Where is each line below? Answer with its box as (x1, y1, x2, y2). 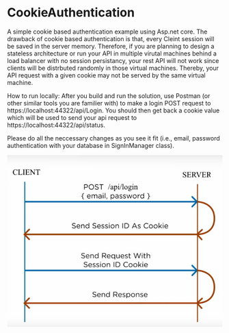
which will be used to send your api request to (7, 113, 137, 121)
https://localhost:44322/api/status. (7, 121, 106, 129)
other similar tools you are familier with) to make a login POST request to (7, 99, 211, 107)
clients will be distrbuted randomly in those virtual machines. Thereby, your (7, 64, 219, 72)
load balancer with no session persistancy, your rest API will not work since (7, 56, 219, 64)
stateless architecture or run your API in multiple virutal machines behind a (7, 49, 217, 58)
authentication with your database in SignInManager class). (7, 141, 174, 149)
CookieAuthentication (7, 5, 135, 21)
